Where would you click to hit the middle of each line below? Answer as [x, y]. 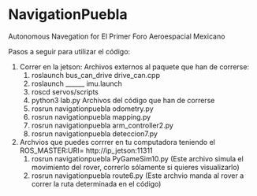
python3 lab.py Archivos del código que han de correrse [123, 100]
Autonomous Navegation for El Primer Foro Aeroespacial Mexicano [117, 36]
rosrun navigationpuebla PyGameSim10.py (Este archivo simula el [138, 158]
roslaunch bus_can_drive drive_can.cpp [95, 75]
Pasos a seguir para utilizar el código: [69, 51]
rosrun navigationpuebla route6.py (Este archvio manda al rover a [138, 176]
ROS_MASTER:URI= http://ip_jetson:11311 [86, 150]
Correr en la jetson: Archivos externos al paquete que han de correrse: [134, 67]
